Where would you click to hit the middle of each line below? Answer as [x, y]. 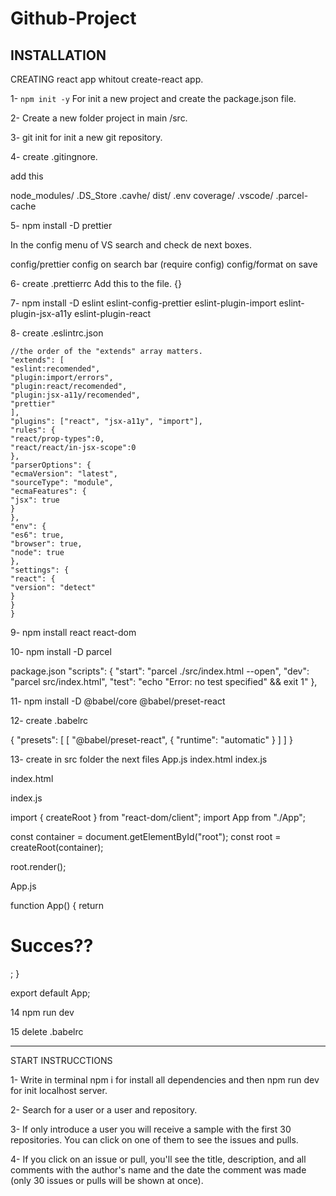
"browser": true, [46, 544]
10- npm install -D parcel [61, 651]
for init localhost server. [59, 1090]
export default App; [50, 993]
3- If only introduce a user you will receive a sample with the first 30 [151, 1129]
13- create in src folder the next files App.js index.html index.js [139, 759]
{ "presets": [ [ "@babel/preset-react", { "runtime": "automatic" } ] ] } [151, 740]
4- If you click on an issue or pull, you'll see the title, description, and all [158, 1159]
